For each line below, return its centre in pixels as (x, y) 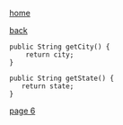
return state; (48, 86)
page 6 (22, 111)
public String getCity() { (60, 47)
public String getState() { (62, 78)
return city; (50, 55)
